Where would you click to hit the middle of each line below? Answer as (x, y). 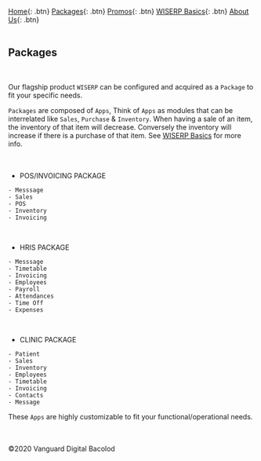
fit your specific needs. (45, 95)
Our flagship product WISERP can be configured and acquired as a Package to (131, 86)
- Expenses (26, 309)
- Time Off (26, 303)
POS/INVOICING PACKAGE (63, 175)
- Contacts (26, 395)
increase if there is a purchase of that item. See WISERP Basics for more (125, 135)
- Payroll (24, 289)
